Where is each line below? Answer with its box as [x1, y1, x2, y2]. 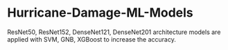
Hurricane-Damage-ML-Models [7, 5, 194, 21]
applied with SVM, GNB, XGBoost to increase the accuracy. [7, 35, 177, 43]
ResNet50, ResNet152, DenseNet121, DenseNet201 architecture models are [7, 28, 221, 36]
